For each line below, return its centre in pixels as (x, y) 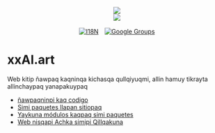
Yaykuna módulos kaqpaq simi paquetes (75, 114)
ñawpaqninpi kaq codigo (53, 100)
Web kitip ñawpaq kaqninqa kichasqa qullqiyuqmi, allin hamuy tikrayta (108, 79)
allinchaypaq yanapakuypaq (48, 86)
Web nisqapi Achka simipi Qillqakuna (70, 122)
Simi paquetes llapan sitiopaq (59, 107)
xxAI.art (31, 60)
